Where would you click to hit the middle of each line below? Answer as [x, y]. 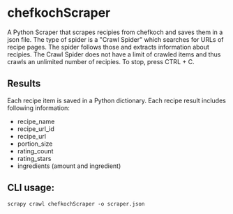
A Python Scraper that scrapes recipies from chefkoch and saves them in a [115, 32]
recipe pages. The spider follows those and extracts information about [108, 47]
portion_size [35, 144]
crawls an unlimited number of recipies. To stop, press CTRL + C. [101, 61]
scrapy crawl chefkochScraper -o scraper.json [76, 204]
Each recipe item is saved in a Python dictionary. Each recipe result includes [117, 100]
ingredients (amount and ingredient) [69, 166]
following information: [38, 108]
